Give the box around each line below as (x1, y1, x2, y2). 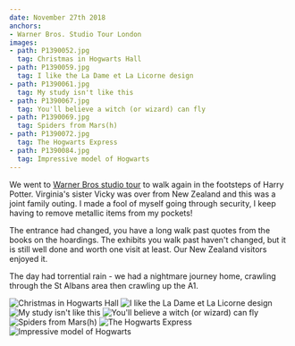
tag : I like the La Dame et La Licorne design (17, 72, 194, 80)
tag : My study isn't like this (17, 88, 134, 97)
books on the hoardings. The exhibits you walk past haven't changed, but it (9, 234, 286, 245)
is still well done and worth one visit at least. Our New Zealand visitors (9, 243, 267, 255)
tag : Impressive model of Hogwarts (17, 154, 150, 164)
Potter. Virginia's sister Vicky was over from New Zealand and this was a (9, 189, 276, 199)
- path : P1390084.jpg (9, 146, 90, 155)
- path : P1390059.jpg (9, 63, 90, 72)
